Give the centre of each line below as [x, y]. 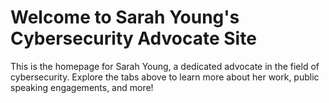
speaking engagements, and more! [82, 87]
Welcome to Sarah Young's [125, 17]
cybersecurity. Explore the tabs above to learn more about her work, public [165, 77]
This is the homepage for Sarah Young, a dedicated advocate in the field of [165, 66]
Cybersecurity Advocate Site [133, 38]
